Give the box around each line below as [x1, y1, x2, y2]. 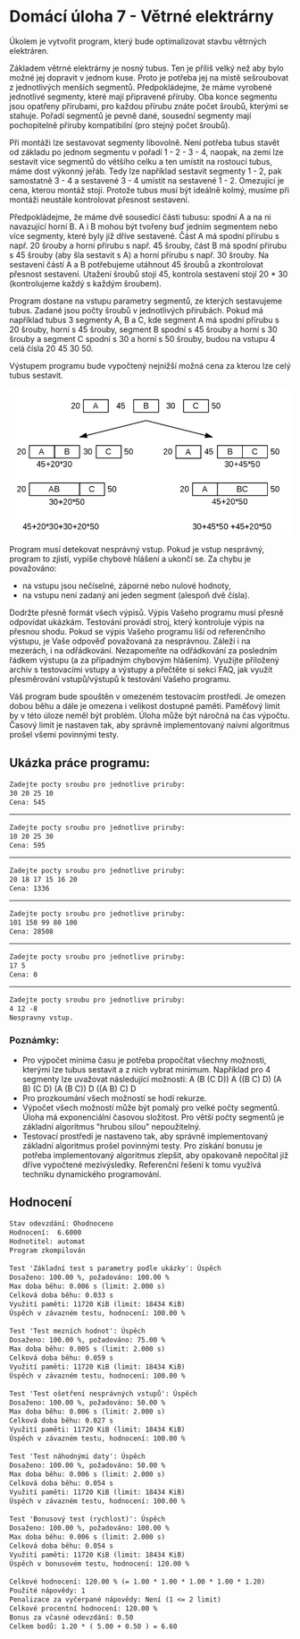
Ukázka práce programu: [9, 755, 150, 771]
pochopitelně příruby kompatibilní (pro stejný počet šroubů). [9, 119, 230, 131]
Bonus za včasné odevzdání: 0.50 [9, 1613, 134, 1622]
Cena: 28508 [9, 927, 54, 936]
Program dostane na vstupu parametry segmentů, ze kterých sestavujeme [9, 295, 283, 306]
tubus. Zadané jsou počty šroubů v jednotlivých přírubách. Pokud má [9, 304, 263, 315]
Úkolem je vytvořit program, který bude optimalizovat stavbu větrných [9, 36, 267, 47]
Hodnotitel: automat [9, 1237, 87, 1246]
